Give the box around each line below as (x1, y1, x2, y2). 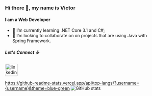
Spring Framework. (12, 38, 51, 44)
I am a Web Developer (5, 17, 51, 23)
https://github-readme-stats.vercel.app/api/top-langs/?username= (5, 80, 140, 86)
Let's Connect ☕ (5, 49, 39, 55)
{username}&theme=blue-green (5, 85, 70, 91)
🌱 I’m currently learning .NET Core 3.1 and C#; (12, 27, 105, 33)
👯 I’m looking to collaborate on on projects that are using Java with (12, 33, 147, 39)
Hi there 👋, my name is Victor (5, 4, 76, 11)
